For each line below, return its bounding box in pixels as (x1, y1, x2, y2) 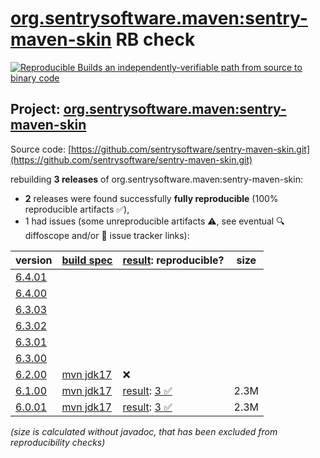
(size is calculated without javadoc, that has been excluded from (10, 425, 278, 437)
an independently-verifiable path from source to (104, 61, 303, 73)
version (15, 253, 53, 267)
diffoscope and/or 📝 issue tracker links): (24, 229, 190, 241)
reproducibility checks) (10, 436, 106, 448)
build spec (61, 253, 113, 267)
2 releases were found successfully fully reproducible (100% (24, 192, 279, 204)
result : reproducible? (122, 253, 225, 267)
